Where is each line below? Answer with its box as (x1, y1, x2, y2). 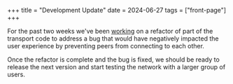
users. (7, 70, 26, 78)
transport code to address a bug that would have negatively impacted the (7, 34, 219, 43)
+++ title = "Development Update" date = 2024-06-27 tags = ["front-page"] (7, 6, 226, 14)
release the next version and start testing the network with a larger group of (7, 63, 226, 71)
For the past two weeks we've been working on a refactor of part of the (7, 27, 213, 35)
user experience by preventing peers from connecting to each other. (7, 42, 205, 50)
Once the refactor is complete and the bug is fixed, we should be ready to (7, 55, 220, 64)
